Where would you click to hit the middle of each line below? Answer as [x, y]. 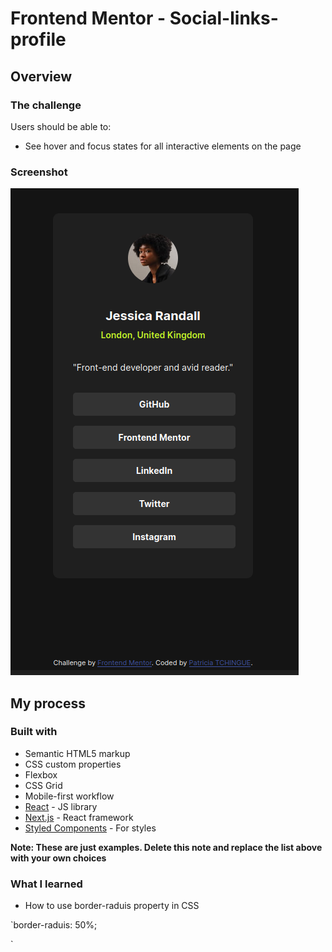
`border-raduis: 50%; [54, 925]
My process [48, 703]
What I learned [46, 884]
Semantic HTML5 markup [77, 753]
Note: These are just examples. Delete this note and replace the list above [166, 847]
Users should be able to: [61, 126]
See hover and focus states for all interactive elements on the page [163, 146]
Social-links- [224, 18]
